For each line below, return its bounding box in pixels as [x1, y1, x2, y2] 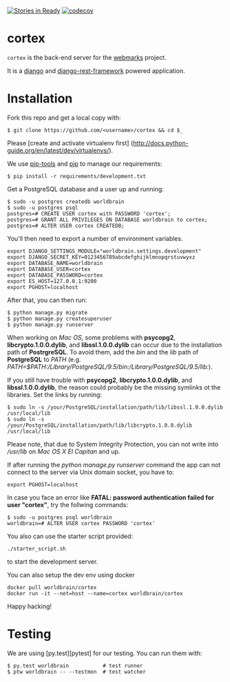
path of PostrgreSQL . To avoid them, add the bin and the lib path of [7, 348, 199, 356]
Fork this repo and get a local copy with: [7, 114, 121, 122]
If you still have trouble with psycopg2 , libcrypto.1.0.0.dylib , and [7, 376, 193, 384]
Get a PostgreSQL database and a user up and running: [7, 184, 164, 193]
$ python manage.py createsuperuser [7, 315, 112, 322]
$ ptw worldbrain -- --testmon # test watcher [7, 668, 147, 675]
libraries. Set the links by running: [7, 390, 102, 398]
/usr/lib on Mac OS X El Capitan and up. [7, 447, 121, 456]
